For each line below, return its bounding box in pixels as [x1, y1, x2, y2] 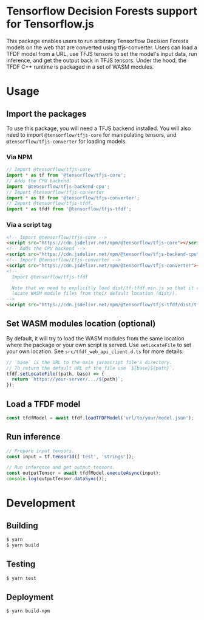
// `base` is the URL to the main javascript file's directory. [6, 359, 172, 365]
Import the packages [6, 108, 87, 119]
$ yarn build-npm [6, 608, 50, 615]
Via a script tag [6, 221, 52, 229]
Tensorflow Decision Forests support [6, 4, 197, 18]
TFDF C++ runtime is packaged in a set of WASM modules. [6, 63, 154, 71]
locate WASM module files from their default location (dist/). [12, 291, 178, 297]
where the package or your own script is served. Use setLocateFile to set [6, 341, 191, 348]
